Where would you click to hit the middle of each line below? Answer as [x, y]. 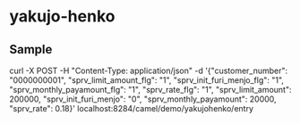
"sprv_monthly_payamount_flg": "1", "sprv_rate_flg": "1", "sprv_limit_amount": [150, 90]
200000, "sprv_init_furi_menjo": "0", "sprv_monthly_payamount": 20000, [143, 99]
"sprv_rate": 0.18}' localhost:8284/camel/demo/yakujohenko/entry [131, 108]
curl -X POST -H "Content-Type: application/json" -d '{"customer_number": [149, 70]
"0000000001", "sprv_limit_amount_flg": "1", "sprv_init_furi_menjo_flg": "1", [147, 80]
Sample [31, 49]
